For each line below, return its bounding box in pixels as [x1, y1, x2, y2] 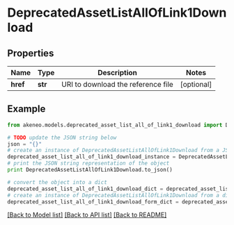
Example [7, 103, 46, 115]
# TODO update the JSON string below [7, 134, 117, 141]
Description [97, 68, 138, 77]
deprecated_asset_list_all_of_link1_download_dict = [7, 185, 164, 192]
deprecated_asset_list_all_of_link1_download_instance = [7, 153, 176, 160]
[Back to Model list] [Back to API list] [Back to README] [7, 210, 167, 219]
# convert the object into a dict [7, 178, 108, 185]
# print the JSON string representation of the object [7, 160, 170, 167]
